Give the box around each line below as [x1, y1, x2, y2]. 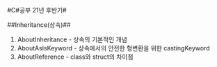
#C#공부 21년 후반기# [7, 6, 67, 14]
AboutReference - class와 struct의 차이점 [17, 52, 134, 61]
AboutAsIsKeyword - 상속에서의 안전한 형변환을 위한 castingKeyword [17, 44, 210, 52]
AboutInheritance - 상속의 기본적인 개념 [17, 35, 127, 44]
